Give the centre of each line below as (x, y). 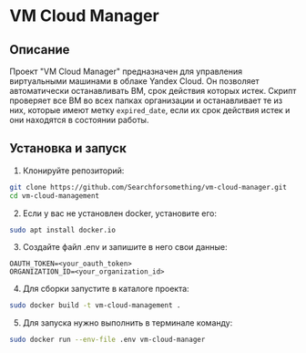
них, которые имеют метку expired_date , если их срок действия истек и (150, 110)
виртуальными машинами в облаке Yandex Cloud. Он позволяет (134, 81)
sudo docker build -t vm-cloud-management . (95, 306)
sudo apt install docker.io (63, 230)
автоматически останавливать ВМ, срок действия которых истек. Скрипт (153, 91)
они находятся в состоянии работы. (79, 120)
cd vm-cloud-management (55, 196)
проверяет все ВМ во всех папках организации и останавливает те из (146, 100)
